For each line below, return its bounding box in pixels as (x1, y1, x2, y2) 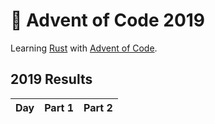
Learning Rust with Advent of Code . (10, 42, 158, 54)
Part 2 (83, 100, 113, 114)
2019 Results (10, 71, 93, 88)
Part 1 (44, 100, 74, 114)
